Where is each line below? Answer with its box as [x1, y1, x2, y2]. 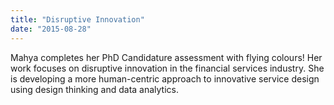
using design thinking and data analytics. [10, 83, 179, 95]
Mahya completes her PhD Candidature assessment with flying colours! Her [10, 51, 323, 63]
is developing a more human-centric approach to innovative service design [10, 72, 320, 85]
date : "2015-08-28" [10, 24, 92, 34]
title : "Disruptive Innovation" [10, 14, 145, 25]
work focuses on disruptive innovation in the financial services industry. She [10, 62, 325, 74]
